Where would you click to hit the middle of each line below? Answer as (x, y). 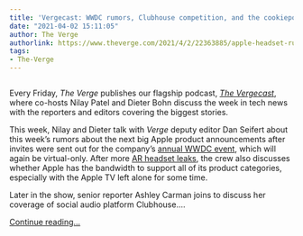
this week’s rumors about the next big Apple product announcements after (147, 139)
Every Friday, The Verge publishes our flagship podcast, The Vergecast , (143, 93)
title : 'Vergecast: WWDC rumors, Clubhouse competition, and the (134, 18)
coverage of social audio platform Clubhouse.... (98, 204)
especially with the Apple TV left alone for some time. (109, 177)
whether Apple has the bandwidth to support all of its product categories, (146, 168)
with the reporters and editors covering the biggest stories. (119, 112)
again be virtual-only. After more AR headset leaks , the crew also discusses (150, 158)
